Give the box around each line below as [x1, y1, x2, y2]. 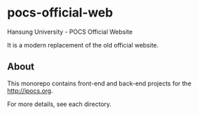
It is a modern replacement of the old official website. [7, 41, 159, 49]
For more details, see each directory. [7, 100, 112, 108]
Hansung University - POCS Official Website [7, 28, 133, 36]
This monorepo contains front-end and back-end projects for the [7, 79, 192, 87]
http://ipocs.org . [7, 86, 53, 94]
